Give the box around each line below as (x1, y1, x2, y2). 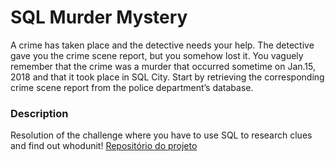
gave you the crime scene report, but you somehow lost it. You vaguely (10, 49, 304, 61)
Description (10, 106, 69, 120)
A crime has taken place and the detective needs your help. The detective (10, 39, 315, 51)
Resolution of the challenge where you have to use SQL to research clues (10, 129, 313, 141)
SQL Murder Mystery (10, 6, 188, 29)
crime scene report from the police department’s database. (10, 81, 254, 93)
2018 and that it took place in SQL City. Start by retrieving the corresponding (10, 71, 325, 83)
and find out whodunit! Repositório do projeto (10, 140, 198, 152)
